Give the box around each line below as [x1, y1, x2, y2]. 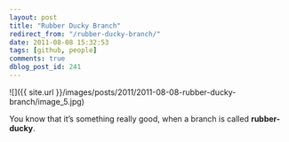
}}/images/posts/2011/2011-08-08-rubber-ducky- [55, 86, 237, 98]
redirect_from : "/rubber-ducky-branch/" [9, 29, 162, 38]
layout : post [9, 12, 58, 22]
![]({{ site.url [9, 86, 54, 98]
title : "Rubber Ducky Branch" [9, 21, 122, 30]
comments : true [9, 54, 66, 63]
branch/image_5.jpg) [9, 96, 84, 106]
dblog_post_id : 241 [9, 63, 82, 72]
